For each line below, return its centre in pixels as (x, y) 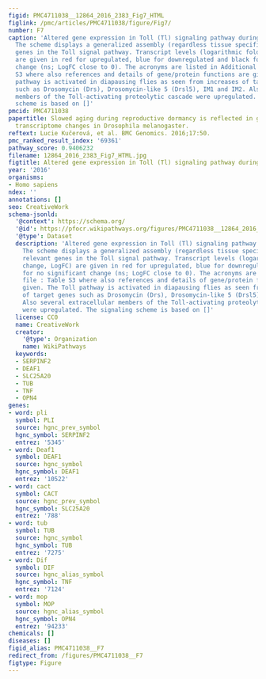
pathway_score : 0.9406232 (51, 148)
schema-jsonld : (33, 214)
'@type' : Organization (60, 339)
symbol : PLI (35, 420)
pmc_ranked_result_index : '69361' (65, 140)
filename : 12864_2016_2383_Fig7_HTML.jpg (78, 155)
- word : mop (28, 597)
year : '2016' (30, 170)
